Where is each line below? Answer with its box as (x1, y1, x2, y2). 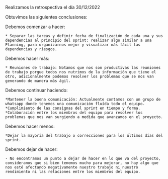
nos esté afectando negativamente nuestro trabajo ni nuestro (5, 165, 138, 170)
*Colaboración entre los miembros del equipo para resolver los (5, 110, 143, 115)
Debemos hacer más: (5, 55, 50, 61)
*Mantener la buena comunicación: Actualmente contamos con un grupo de (5, 97, 161, 102)
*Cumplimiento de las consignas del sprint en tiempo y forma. (5, 106, 141, 111)
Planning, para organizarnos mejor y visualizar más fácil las (5, 42, 141, 47)
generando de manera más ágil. (5, 78, 71, 83)
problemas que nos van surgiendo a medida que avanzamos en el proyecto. (5, 115, 163, 120)
